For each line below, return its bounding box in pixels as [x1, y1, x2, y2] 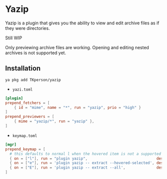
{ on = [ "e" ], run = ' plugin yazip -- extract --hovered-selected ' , [9, 161, 155, 166]
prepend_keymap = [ [5, 147, 46, 152]
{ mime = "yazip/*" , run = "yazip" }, [14, 119, 94, 124]
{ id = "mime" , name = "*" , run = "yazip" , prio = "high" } [14, 105, 141, 110]
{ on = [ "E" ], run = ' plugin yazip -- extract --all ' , [9, 165, 126, 170]
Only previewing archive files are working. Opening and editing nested [5, 44, 149, 50]
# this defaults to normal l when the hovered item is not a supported [9, 151, 162, 156]
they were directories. [5, 25, 50, 31]
